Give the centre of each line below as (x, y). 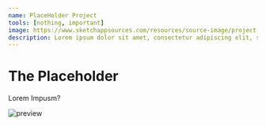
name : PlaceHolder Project (53, 15)
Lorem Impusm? (34, 98)
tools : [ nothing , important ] (56, 23)
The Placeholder (63, 76)
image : (19, 30)
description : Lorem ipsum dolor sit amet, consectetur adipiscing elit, (131, 37)
